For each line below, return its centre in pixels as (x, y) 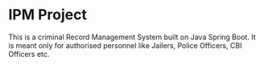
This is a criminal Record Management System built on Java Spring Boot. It (132, 37)
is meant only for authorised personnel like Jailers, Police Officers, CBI (125, 45)
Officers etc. (29, 54)
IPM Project (47, 15)
